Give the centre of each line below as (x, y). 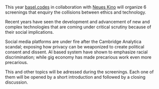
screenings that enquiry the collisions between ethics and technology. (76, 12)
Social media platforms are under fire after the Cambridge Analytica (73, 42)
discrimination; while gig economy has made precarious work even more (78, 57)
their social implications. (30, 32)
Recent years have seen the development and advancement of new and (78, 22)
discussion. (17, 82)
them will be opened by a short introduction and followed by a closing (75, 77)
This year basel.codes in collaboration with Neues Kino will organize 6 (76, 7)
